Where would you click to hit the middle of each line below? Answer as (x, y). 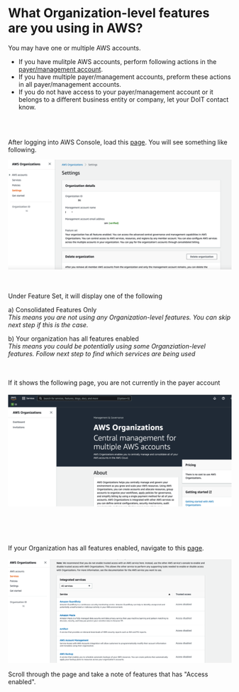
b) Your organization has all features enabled (73, 339)
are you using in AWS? (76, 28)
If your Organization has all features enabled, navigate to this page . (106, 548)
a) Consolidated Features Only (52, 310)
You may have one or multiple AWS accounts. (74, 48)
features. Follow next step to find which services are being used (102, 354)
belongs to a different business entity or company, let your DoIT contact (123, 99)
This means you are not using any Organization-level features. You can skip (119, 317)
